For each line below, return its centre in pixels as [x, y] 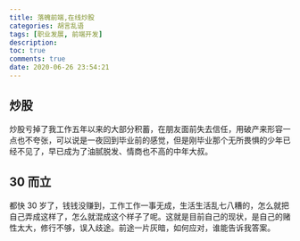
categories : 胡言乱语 [47, 26]
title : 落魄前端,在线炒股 [52, 17]
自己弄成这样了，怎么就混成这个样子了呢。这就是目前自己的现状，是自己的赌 [150, 216]
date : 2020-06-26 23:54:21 [59, 68]
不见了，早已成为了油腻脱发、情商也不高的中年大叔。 [114, 151]
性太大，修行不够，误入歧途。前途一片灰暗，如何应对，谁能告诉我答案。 [142, 228]
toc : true [28, 51]
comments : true [37, 59]
